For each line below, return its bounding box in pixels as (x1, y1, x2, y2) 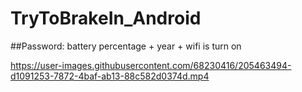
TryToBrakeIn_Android (10, 7, 202, 30)
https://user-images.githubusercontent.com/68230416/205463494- (10, 59, 292, 71)
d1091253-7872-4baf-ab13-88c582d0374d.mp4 (10, 70, 210, 82)
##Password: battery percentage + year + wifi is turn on (10, 40, 242, 52)
